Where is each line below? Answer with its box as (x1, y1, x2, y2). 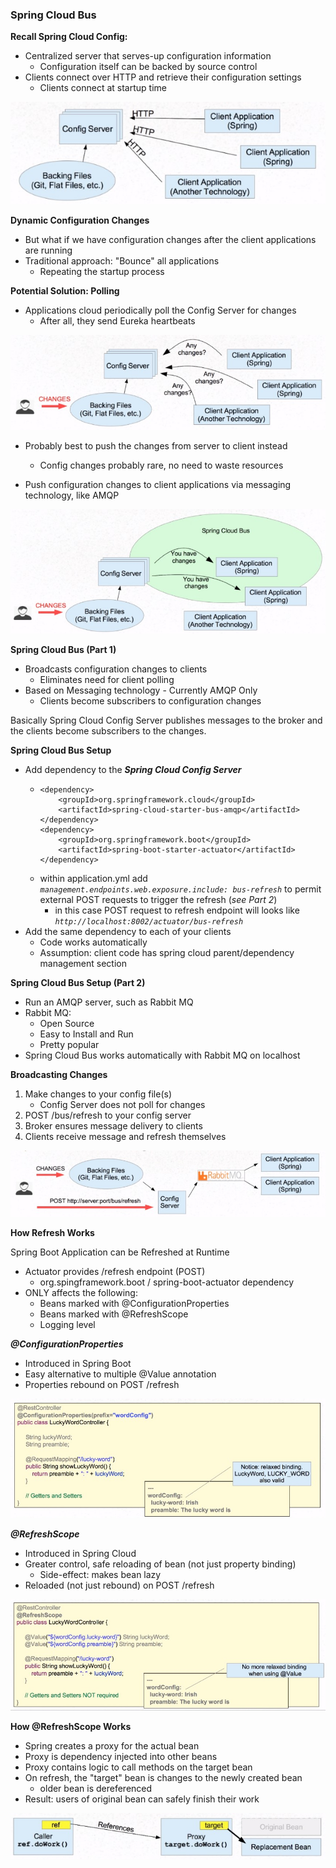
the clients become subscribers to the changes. (10, 724, 207, 737)
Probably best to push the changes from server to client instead (24, 440, 288, 452)
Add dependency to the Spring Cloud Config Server (24, 763, 242, 775)
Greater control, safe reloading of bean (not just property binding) (24, 1558, 297, 1570)
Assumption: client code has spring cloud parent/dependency (39, 946, 295, 958)
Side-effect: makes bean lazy (39, 1568, 162, 1580)
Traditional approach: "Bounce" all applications (24, 255, 220, 267)
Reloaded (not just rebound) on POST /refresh (24, 1579, 215, 1591)
